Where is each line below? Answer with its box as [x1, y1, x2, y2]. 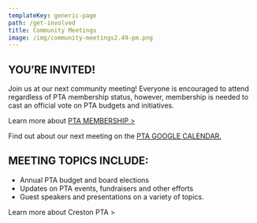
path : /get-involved [8, 19, 76, 27]
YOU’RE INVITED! [8, 62, 96, 76]
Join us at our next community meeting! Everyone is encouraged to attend [8, 84, 250, 93]
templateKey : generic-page [8, 11, 97, 20]
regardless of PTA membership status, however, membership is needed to [8, 93, 249, 102]
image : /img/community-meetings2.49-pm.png [8, 33, 154, 42]
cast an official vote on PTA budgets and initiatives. [8, 100, 175, 111]
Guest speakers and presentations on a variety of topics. [19, 191, 204, 202]
